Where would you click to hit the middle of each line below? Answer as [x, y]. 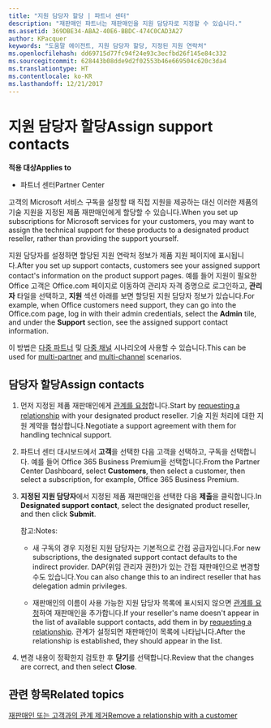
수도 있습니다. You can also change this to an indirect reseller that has [146, 577]
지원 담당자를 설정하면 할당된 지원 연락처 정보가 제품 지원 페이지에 [112, 256]
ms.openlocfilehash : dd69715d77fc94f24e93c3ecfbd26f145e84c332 [118, 54]
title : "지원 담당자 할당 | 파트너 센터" [69, 16]
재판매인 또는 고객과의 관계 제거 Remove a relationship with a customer [123, 716]
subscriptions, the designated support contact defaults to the [135, 558]
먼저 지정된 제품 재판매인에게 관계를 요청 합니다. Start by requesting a [130, 406]
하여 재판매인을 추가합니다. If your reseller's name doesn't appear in [149, 613]
